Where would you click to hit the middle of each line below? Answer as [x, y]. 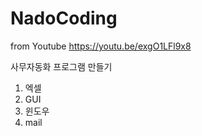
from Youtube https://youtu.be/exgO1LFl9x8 [101, 46]
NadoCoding [64, 18]
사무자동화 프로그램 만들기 [61, 66]
